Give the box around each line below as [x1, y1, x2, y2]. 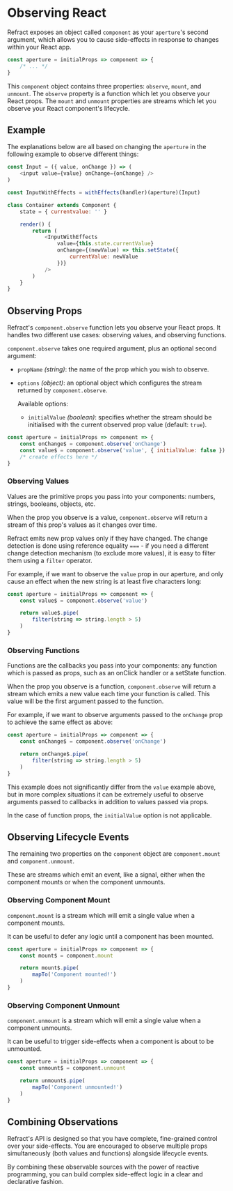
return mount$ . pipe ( [19, 965, 79, 971]
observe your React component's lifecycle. [7, 104, 130, 112]
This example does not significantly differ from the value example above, [7, 783, 216, 791]
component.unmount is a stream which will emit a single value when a [7, 1016, 202, 1025]
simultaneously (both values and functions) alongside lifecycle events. [7, 1149, 209, 1158]
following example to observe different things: [7, 150, 139, 158]
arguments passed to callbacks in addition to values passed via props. [7, 797, 209, 806]
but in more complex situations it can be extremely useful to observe [7, 790, 204, 799]
